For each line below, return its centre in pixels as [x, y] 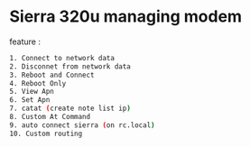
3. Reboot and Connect [52, 75]
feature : [25, 41]
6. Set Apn [30, 100]
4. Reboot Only [38, 83]
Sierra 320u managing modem [125, 17]
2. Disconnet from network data [70, 66]
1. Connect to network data [62, 58]
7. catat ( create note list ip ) [70, 109]
